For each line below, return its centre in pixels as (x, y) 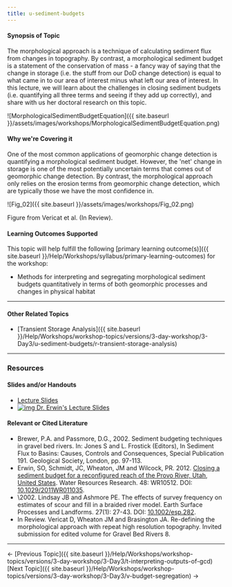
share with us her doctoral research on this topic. (77, 102)
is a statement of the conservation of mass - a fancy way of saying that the (114, 66)
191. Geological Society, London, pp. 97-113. (80, 461)
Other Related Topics (38, 314)
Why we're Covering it (40, 139)
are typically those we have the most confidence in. (80, 191)
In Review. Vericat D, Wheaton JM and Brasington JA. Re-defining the (116, 519)
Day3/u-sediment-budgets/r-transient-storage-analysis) (97, 344)
